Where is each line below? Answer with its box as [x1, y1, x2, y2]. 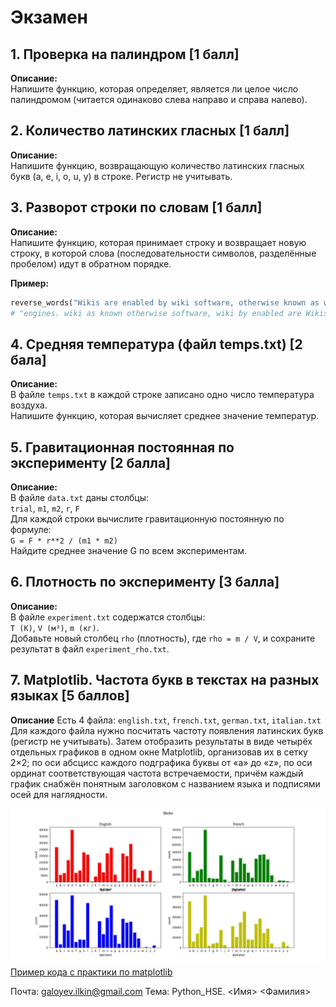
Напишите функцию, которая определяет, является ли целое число [10, 83, 299, 95]
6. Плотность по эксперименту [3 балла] [10, 574, 280, 591]
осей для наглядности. [10, 788, 108, 800]
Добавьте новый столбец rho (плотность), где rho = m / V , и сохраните [10, 632, 316, 644]
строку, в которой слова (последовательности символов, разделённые [10, 247, 317, 259]
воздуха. [10, 399, 48, 411]
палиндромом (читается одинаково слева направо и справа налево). [10, 94, 308, 105]
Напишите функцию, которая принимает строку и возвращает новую [10, 236, 307, 248]
